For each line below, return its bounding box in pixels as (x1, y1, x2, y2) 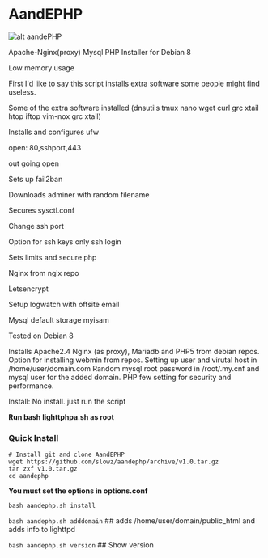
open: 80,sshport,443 (8, 142, 82, 152)
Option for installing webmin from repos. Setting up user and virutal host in (8, 355, 257, 365)
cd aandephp (8, 472, 49, 480)
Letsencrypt (8, 284, 49, 294)
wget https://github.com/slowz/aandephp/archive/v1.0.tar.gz (8, 458, 219, 466)
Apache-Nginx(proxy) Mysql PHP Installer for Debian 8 (8, 47, 192, 57)
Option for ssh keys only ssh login (8, 236, 121, 247)
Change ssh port (8, 221, 65, 230)
